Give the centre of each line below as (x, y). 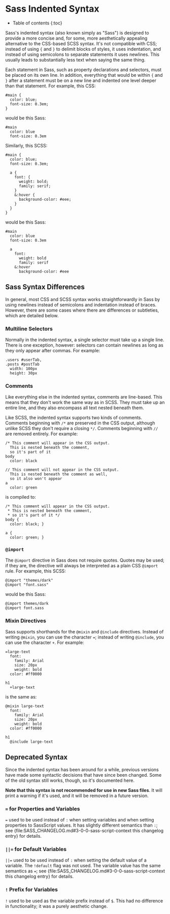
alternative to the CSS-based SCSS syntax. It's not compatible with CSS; (81, 43)
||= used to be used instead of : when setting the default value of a (76, 860)
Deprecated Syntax (37, 757)
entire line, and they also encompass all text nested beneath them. (75, 408)
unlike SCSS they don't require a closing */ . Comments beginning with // (82, 429)
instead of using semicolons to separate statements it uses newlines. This (82, 54)
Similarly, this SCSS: (26, 145)
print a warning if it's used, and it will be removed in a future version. (77, 796)
